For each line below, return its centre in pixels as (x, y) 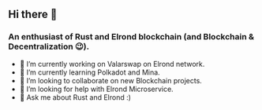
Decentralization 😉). (49, 46)
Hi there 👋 (33, 15)
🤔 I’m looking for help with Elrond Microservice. (96, 89)
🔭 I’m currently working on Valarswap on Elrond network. (112, 64)
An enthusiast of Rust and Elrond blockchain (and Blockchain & (131, 37)
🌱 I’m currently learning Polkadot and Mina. (90, 72)
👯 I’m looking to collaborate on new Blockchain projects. (111, 80)
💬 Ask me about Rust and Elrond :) (75, 97)
